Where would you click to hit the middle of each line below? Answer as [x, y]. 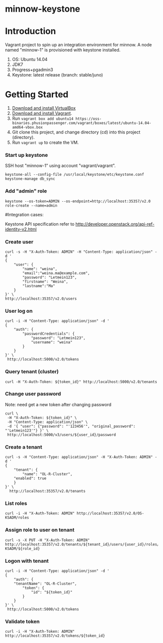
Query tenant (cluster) [32, 372]
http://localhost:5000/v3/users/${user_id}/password [62, 435]
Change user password [33, 394]
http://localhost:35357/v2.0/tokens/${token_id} [55, 636]
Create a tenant [24, 447]
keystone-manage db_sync [30, 179]
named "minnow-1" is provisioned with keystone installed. [63, 50]
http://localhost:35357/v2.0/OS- [111, 513]
